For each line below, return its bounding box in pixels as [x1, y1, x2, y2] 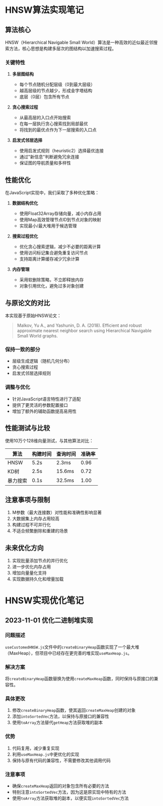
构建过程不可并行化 [12, 522, 51, 528]
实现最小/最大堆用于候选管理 [19, 223, 77, 229]
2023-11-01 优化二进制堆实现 [5, 616, 94, 624]
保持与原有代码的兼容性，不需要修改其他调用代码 [12, 757, 111, 763]
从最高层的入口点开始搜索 [19, 115, 71, 121]
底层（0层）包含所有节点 [19, 94, 70, 100]
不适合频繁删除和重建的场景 [12, 528, 68, 534]
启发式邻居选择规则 [12, 370, 51, 376]
